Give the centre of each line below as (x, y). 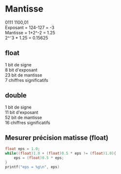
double (16, 95)
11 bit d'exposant (22, 112)
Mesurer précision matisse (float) (57, 137)
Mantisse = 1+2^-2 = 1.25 (30, 32)
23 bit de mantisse (24, 75)
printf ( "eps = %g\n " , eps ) (32, 167)
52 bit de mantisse (24, 117)
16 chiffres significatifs (28, 123)
